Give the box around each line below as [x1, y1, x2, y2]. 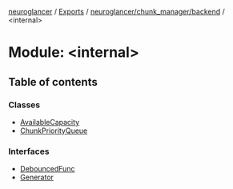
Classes [8, 99, 41, 111]
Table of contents [8, 75, 98, 89]
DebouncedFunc [19, 164, 75, 174]
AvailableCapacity [19, 117, 80, 127]
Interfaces [8, 146, 50, 157]
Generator [19, 172, 54, 183]
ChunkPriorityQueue [19, 126, 88, 135]
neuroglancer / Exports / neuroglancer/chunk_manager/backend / [8, 7, 226, 16]
